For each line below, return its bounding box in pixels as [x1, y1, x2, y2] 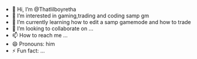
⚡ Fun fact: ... [11, 47, 45, 54]
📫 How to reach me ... [11, 32, 68, 39]
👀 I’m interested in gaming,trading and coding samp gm [11, 12, 149, 19]
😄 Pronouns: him [11, 40, 55, 48]
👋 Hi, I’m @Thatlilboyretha [11, 6, 76, 13]
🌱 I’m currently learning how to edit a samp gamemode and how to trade [11, 19, 191, 25]
